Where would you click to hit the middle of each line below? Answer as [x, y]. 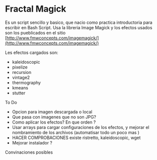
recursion [22, 72]
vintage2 [21, 77]
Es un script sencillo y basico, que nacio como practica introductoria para [79, 22]
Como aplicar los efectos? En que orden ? [54, 122]
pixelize [20, 67]
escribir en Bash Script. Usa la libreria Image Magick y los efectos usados [79, 27]
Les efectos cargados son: [32, 53]
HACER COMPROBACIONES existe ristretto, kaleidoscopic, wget [76, 138]
